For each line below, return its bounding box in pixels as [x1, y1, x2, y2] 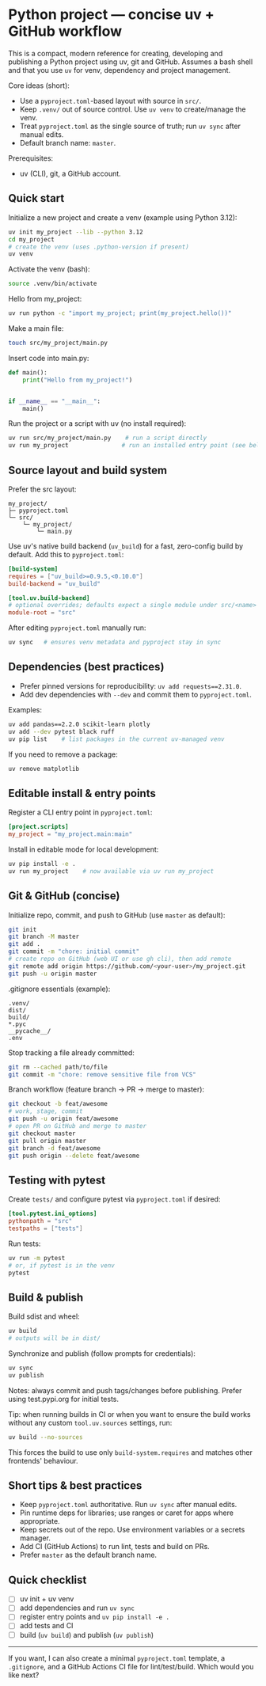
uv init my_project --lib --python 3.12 [8, 228, 144, 236]
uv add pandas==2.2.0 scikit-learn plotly [8, 720, 150, 728]
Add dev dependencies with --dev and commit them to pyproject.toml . [19, 689, 252, 699]
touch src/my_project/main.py [8, 339, 108, 347]
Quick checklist [8, 1573, 87, 1586]
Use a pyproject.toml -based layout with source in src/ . [19, 96, 202, 105]
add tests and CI [19, 1621, 74, 1631]
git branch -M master [8, 932, 80, 941]
